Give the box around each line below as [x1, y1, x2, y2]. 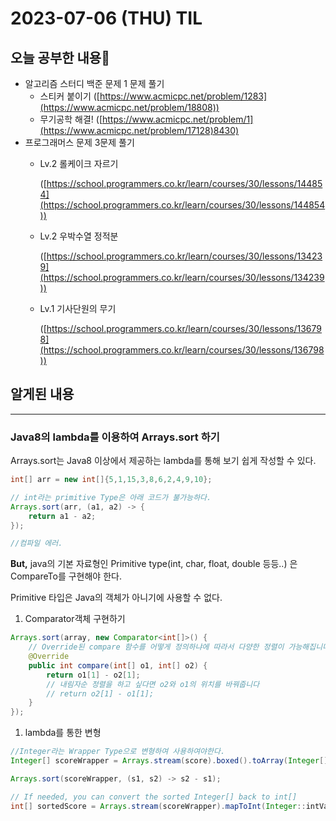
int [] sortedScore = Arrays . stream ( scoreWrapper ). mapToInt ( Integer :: [10, 801, 307, 811]
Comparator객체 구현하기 [24, 613, 126, 625]
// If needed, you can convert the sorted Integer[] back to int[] [10, 792, 298, 802]
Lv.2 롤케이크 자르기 [39, 158, 119, 169]
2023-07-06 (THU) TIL [10, 7, 203, 30]
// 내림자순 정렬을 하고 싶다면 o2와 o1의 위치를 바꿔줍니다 [46, 679, 260, 689]
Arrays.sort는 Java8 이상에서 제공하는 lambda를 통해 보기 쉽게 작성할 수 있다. [10, 455, 317, 467]
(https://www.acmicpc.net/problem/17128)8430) [39, 125, 240, 136]
